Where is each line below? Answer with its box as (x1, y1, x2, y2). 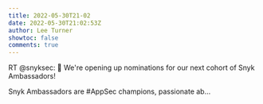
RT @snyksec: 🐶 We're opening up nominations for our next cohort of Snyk (8, 63, 255, 72)
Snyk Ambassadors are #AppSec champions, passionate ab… (8, 87, 211, 96)
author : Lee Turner (8, 26, 73, 34)
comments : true (8, 41, 59, 49)
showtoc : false (8, 33, 59, 42)
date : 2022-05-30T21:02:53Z (8, 19, 102, 27)
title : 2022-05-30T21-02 (8, 11, 91, 20)
